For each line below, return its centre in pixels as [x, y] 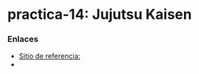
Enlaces [23, 39]
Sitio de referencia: [50, 56]
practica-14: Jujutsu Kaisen [99, 15]
